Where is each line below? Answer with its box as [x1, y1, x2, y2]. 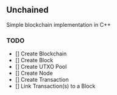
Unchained [6, 5, 49, 15]
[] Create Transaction [15, 76, 69, 83]
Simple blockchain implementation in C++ [6, 21, 112, 28]
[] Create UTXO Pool [15, 63, 67, 71]
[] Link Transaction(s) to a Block [15, 82, 96, 90]
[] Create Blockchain [15, 50, 67, 57]
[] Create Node [15, 69, 53, 77]
